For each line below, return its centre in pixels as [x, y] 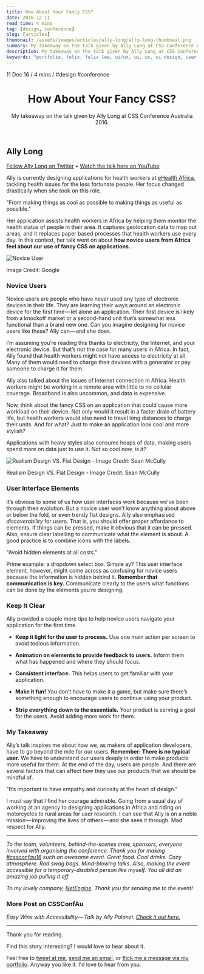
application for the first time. [42, 625]
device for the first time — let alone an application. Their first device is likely [100, 312]
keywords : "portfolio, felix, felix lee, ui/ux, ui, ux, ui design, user [102, 57]
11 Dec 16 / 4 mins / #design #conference [58, 74]
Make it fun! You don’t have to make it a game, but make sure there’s [101, 691]
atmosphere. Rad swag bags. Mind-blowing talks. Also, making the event [98, 863]
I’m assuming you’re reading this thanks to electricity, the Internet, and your [101, 343]
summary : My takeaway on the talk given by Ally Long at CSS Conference [100, 46]
